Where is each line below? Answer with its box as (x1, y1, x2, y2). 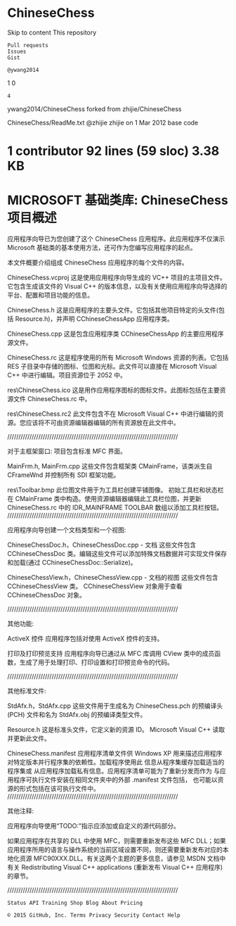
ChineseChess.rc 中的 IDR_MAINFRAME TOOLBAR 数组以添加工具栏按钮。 (7, 503, 223, 512)
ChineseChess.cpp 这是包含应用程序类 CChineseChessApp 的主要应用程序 (7, 329, 224, 338)
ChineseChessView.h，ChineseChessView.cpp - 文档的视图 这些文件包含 (7, 573, 218, 582)
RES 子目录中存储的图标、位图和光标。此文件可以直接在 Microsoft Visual (7, 362, 217, 371)
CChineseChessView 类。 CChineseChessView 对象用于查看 (7, 582, 183, 590)
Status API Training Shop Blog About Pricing (7, 899, 143, 907)
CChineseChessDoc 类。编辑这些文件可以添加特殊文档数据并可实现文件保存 (7, 550, 227, 558)
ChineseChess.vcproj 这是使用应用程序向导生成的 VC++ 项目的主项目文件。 (7, 273, 227, 282)
